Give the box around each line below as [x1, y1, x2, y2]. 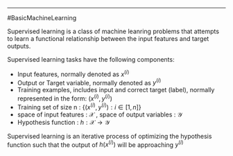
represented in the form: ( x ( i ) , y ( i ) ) [17, 93, 113, 103]
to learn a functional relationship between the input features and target [7, 35, 209, 42]
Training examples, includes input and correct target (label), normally [17, 86, 215, 94]
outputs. [7, 42, 31, 50]
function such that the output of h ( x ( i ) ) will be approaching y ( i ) [7, 139, 184, 149]
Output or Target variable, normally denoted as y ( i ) [17, 77, 162, 87]
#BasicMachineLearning [7, 14, 77, 21]
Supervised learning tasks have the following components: [7, 55, 175, 63]
